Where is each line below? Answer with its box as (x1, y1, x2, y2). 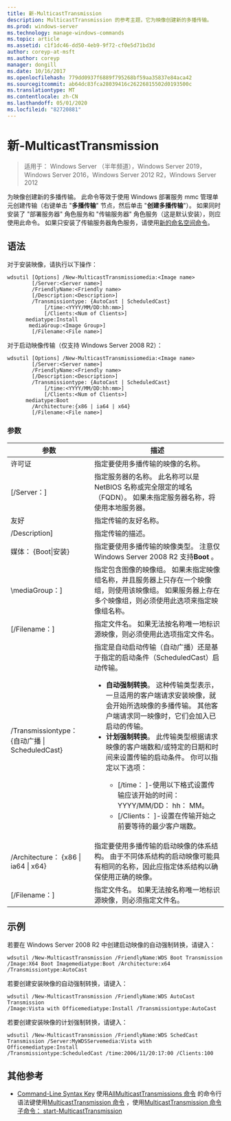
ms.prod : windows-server (7, 23, 78, 30)
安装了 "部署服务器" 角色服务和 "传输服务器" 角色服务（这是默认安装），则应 (7, 209, 221, 218)
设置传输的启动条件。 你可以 (119, 752, 212, 762)
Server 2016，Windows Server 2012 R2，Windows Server (52, 170, 217, 179)
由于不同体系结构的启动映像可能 (109, 851, 213, 861)
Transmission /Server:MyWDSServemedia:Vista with (7, 1038, 153, 1045)
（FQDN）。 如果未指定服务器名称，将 (93, 492, 216, 502)
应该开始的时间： (124, 790, 180, 799)
